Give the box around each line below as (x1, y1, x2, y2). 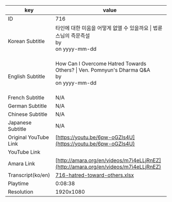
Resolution (8, 188, 33, 195)
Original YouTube (8, 134, 50, 140)
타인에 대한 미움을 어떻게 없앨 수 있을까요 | (55, 25, 152, 31)
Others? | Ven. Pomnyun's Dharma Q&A (55, 67, 150, 73)
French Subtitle (8, 94, 45, 101)
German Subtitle (8, 103, 47, 109)
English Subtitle (8, 73, 45, 80)
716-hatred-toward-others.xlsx (55, 172, 134, 178)
